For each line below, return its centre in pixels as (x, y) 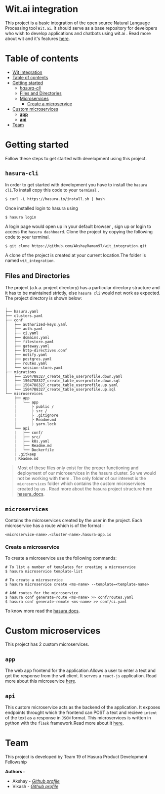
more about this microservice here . (41, 681)
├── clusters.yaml (24, 316)
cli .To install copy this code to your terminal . (52, 190)
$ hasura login (21, 217)
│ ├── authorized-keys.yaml (36, 325)
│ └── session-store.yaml (34, 368)
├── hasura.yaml (22, 312)
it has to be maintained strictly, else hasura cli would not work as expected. (83, 293)
